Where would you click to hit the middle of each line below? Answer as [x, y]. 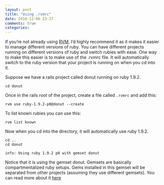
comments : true [21, 23]
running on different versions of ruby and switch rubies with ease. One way [81, 52]
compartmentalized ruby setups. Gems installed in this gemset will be [75, 167]
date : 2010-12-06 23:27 [29, 19]
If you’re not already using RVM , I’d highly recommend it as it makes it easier [82, 42]
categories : [17, 28]
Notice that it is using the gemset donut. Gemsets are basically [68, 162]
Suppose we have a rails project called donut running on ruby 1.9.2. [73, 77]
